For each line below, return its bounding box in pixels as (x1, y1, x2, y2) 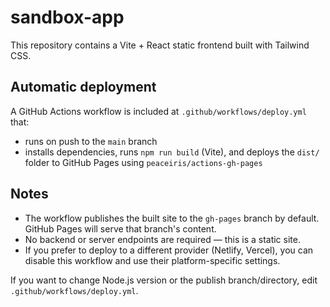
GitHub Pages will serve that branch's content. (24, 222, 217, 235)
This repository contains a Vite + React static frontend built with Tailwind (10, 39, 310, 51)
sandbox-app (10, 6, 125, 29)
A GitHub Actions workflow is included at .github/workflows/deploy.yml (10, 105, 307, 117)
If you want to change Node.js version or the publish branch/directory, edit (10, 274, 318, 286)
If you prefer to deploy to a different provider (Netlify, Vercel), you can (24, 244, 314, 256)
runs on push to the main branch (24, 135, 158, 147)
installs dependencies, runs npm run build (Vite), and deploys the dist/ (24, 146, 320, 158)
